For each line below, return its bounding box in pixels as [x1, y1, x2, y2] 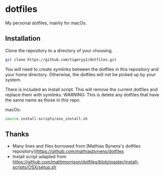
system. [5, 77, 21, 83]
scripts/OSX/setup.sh [12, 164, 57, 170]
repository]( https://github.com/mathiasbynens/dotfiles [12, 148, 124, 155]
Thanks [5, 130, 29, 138]
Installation [5, 34, 41, 43]
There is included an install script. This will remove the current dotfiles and [5, 86, 158, 92]
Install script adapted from [12, 154, 67, 160]
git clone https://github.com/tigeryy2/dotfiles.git [5, 57, 117, 62]
